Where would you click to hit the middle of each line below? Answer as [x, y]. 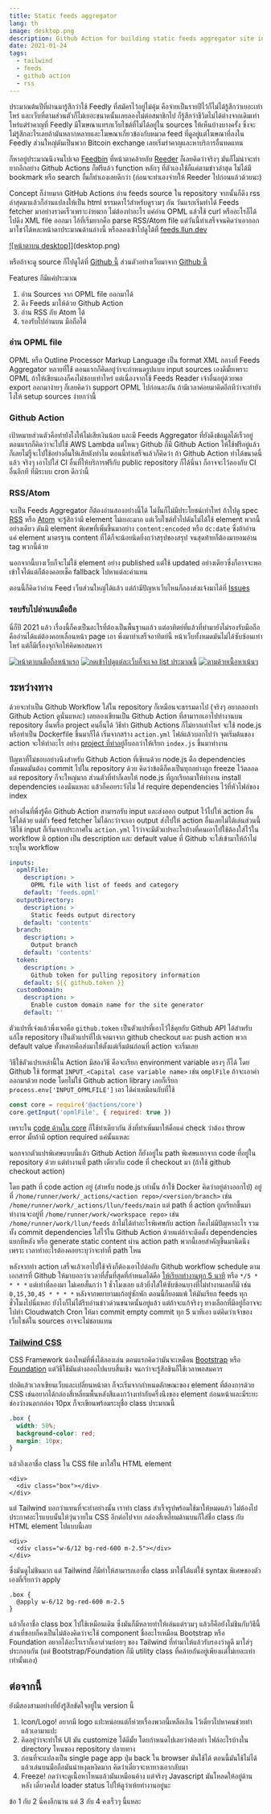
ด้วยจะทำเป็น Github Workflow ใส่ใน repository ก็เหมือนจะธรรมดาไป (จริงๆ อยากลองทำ [133, 707]
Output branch [54, 945]
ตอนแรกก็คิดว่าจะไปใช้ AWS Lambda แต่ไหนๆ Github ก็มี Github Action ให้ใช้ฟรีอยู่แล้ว [135, 444]
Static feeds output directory [83, 915]
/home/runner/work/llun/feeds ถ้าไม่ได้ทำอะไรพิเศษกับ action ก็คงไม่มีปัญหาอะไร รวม [134, 1223]
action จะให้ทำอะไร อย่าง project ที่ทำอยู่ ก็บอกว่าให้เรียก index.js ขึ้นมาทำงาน [119, 743]
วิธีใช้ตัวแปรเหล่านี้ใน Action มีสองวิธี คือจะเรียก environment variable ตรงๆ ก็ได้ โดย [129, 1062]
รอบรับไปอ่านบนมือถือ [43, 610]
